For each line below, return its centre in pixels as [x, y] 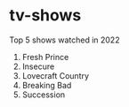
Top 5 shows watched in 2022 [64, 40]
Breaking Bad [47, 85]
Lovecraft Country [56, 75]
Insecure [38, 66]
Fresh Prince [45, 57]
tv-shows [45, 15]
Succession [44, 95]
